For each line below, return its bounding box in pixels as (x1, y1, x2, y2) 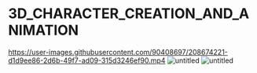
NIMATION (8, 21, 79, 39)
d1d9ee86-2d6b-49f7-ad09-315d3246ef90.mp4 (8, 56, 166, 65)
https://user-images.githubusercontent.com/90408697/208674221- (8, 47, 228, 57)
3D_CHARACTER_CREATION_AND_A (8, 5, 250, 23)
